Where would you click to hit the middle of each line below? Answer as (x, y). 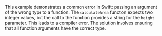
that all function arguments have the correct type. (56, 28)
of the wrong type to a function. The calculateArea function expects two (79, 12)
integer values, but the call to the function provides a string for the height (80, 18)
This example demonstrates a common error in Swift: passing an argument (81, 7)
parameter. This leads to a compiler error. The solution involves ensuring (79, 23)
